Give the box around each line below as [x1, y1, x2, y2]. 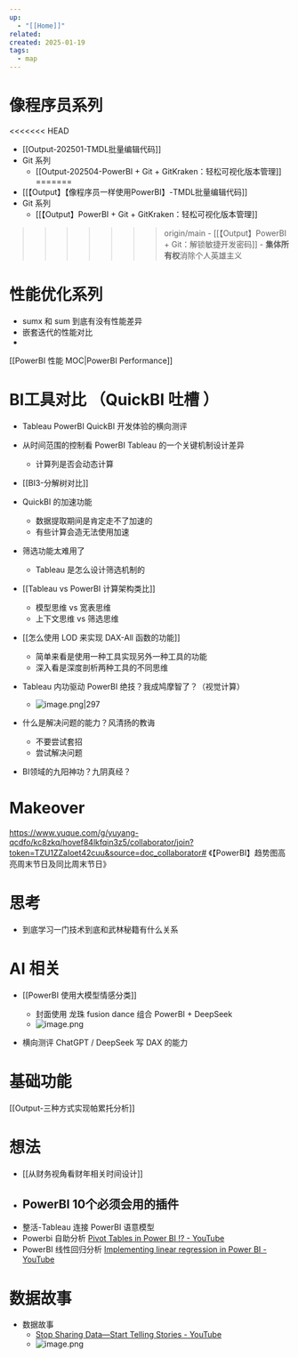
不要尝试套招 [35, 736, 83, 747]
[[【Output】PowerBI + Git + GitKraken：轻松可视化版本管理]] [35, 208, 258, 219]
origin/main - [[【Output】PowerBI [164, 228, 287, 238]
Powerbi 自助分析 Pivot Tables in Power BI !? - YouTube [21, 1233, 225, 1244]
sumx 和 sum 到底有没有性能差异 [21, 315, 143, 326]
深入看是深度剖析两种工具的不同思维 [35, 662, 169, 673]
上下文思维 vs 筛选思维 [35, 613, 119, 624]
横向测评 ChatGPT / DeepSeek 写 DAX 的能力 [21, 1037, 189, 1047]
